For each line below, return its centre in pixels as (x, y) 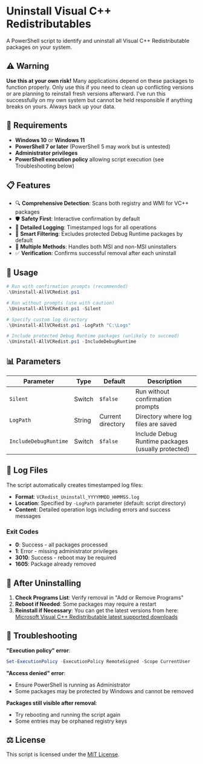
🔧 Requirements (37, 125)
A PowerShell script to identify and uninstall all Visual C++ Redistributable (98, 40)
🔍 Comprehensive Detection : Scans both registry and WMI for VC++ (102, 203)
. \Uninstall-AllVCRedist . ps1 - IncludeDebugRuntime (71, 342)
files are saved (156, 424)
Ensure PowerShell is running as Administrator (73, 685)
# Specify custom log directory (47, 319)
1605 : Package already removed (55, 564)
